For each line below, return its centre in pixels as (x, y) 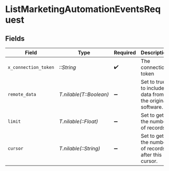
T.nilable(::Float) (78, 121)
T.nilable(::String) (80, 148)
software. (152, 107)
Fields (15, 38)
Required (125, 53)
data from (152, 94)
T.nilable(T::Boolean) (84, 94)
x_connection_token (31, 67)
